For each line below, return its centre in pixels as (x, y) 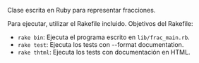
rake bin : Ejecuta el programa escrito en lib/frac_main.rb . (104, 37)
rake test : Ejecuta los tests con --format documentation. (101, 44)
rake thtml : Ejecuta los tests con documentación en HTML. (104, 52)
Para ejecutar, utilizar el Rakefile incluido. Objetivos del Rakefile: (100, 23)
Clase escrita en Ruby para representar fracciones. (82, 10)
